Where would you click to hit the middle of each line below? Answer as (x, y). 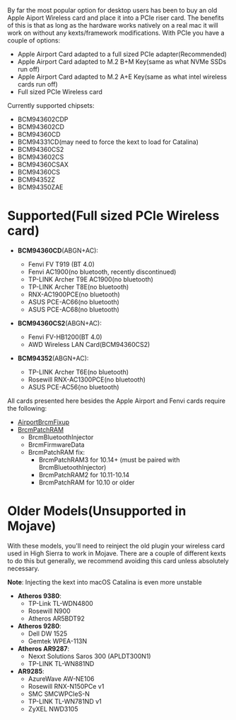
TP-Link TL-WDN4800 (60, 603)
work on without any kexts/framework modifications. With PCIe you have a (116, 33)
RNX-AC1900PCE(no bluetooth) (74, 294)
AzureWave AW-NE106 (61, 679)
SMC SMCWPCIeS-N (59, 694)
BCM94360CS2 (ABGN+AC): (60, 323)
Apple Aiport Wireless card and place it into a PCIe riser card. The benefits (116, 18)
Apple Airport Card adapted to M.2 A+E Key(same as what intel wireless (122, 77)
